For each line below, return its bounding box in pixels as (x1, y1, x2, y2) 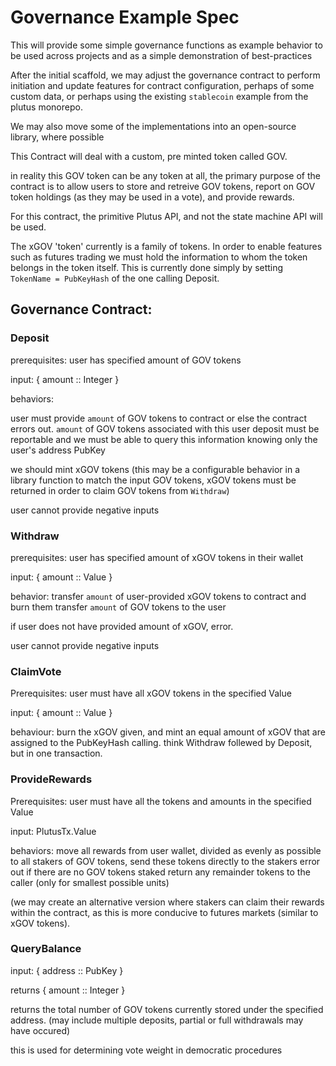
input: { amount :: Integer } (10, 373, 120, 385)
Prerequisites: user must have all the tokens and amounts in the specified (10, 795, 312, 807)
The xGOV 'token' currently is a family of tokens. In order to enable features (10, 240, 323, 252)
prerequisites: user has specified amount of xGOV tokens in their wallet (10, 551, 304, 563)
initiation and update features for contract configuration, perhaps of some (10, 79, 315, 91)
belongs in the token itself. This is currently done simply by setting (10, 261, 284, 273)
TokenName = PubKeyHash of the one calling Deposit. (10, 272, 220, 284)
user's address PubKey (10, 444, 106, 456)
